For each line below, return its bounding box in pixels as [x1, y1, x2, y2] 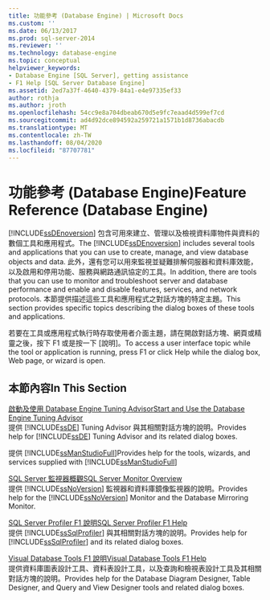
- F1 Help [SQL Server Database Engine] [8, 79, 146, 87]
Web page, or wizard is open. [8, 356, 106, 365]
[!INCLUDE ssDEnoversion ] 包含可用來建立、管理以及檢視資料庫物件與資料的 [8, 228, 260, 238]
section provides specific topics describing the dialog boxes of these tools [8, 303, 255, 313]
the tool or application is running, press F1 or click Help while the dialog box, [8, 347, 261, 357]
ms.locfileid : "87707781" [8, 146, 95, 154]
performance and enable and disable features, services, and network [8, 284, 238, 294]
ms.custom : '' [8, 19, 56, 27]
